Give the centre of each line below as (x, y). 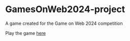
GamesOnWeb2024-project (65, 9)
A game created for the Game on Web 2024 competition (64, 23)
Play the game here (26, 33)
